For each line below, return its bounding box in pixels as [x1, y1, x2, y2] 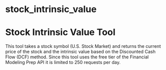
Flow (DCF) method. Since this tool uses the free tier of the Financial [5, 54, 149, 60]
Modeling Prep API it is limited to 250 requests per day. [5, 59, 121, 65]
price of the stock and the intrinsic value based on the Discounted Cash [5, 49, 156, 55]
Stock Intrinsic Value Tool [5, 27, 116, 38]
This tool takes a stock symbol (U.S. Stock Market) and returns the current [5, 43, 161, 49]
